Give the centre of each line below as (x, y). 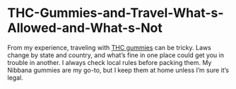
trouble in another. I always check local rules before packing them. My (110, 62)
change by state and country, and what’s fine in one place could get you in (116, 55)
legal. (15, 77)
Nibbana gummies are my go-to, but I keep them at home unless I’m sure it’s (118, 70)
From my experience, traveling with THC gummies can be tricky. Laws (110, 47)
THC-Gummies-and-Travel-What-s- (116, 13)
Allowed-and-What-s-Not (85, 28)
